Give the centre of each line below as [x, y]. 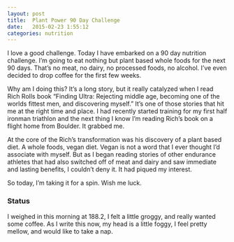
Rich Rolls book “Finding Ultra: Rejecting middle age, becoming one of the [114, 97]
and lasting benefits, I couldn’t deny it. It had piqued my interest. [100, 169]
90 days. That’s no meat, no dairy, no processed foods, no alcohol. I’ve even [117, 68]
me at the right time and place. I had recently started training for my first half [117, 111]
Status [19, 201]
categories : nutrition [40, 33]
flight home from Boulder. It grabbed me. [66, 126]
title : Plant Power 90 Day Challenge [64, 20]
